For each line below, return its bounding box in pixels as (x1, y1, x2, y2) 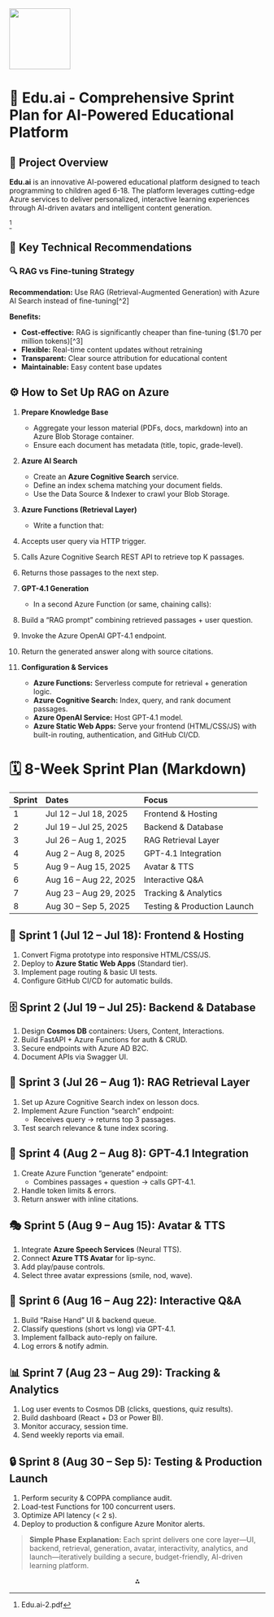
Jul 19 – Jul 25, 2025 (45, 821, 128, 832)
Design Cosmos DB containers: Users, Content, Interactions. (20, 1026, 224, 1036)
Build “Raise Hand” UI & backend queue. (20, 1315, 157, 1325)
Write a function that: (33, 520, 104, 530)
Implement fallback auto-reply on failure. (20, 1332, 158, 1342)
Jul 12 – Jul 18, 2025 (45, 808, 128, 819)
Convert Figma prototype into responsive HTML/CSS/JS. (20, 950, 211, 960)
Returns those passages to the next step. (20, 567, 159, 577)
